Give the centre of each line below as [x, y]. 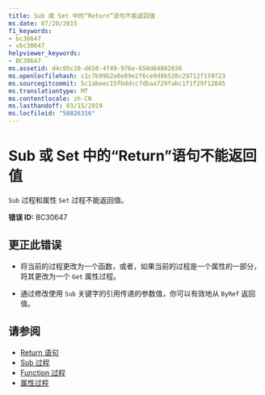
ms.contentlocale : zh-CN [50, 99]
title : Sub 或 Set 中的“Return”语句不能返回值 [82, 16]
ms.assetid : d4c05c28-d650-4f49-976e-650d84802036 [95, 69]
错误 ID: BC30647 [38, 217]
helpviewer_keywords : [45, 53]
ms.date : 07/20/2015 [43, 23]
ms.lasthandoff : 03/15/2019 [56, 106]
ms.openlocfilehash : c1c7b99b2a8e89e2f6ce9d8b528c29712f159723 [117, 76]
